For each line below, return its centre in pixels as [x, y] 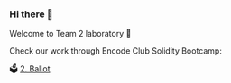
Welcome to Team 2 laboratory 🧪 [70, 34]
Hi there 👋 [32, 14]
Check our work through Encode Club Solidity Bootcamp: [116, 51]
